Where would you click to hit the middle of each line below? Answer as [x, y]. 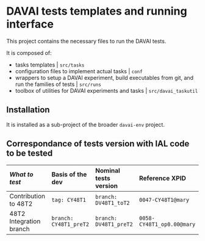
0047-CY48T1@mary [164, 200]
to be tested [30, 153]
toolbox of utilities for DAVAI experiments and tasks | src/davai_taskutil [106, 90]
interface [30, 24]
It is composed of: [29, 52]
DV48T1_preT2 [114, 224]
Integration [25, 221]
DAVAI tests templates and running [97, 11]
